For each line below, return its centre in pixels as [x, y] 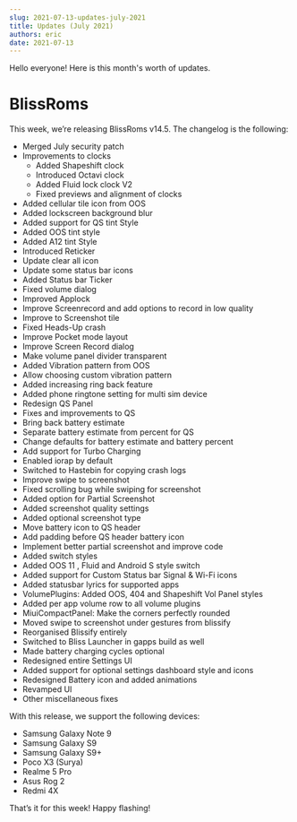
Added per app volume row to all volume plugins [111, 604]
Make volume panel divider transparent [94, 356]
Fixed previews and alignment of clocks [109, 195]
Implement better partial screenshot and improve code [123, 547]
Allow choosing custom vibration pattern [97, 375]
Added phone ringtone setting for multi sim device [115, 394]
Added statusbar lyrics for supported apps [101, 584]
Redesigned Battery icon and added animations [110, 680]
